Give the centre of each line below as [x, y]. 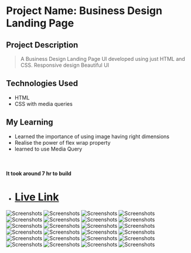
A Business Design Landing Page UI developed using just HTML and [103, 59]
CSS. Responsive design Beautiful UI [65, 65]
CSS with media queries [44, 104]
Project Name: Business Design [84, 11]
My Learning [30, 122]
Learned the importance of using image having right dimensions [92, 136]
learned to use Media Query [48, 149]
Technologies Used [42, 83]
